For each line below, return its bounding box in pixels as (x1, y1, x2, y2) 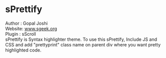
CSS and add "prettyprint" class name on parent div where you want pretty (5, 41, 161, 47)
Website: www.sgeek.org (5, 25, 57, 31)
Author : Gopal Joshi (5, 20, 48, 26)
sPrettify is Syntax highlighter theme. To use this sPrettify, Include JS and (5, 36, 157, 42)
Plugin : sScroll (5, 31, 36, 37)
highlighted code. (5, 47, 42, 53)
